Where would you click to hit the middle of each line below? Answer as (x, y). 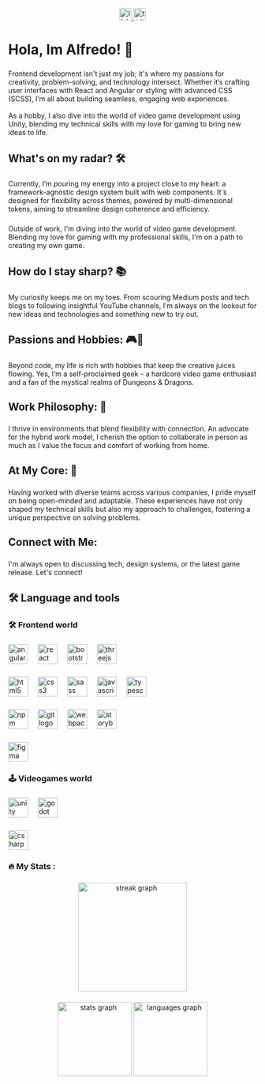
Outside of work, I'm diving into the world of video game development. (123, 229)
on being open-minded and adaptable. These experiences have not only (125, 500)
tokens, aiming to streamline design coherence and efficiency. (109, 209)
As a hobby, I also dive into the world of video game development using (124, 116)
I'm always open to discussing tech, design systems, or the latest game (124, 563)
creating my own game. (47, 246)
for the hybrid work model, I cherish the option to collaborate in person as (128, 437)
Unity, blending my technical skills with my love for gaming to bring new (125, 124)
